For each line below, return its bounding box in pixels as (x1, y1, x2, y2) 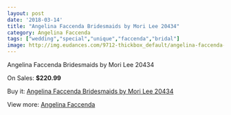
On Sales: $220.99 (7, 74, 62, 82)
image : (7, 42, 26, 49)
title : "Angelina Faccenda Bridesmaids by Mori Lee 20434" (7, 23, 180, 29)
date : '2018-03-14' (7, 16, 63, 23)
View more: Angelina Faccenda (7, 101, 96, 108)
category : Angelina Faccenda (7, 29, 91, 36)
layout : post (7, 10, 45, 17)
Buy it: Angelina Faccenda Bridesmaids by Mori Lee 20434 (7, 87, 174, 95)
